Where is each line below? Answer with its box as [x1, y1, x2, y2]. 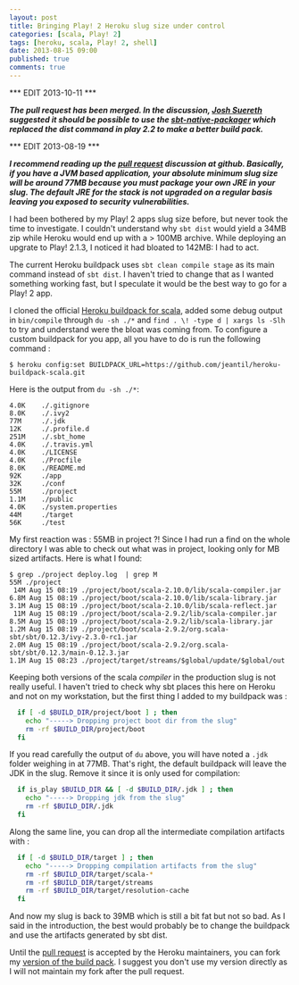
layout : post [9, 13, 58, 22]
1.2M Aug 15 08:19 [9, 624, 78, 634]
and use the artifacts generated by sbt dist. [9, 930, 168, 940]
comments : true [9, 63, 66, 72]
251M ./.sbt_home [9, 432, 87, 441]
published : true [9, 54, 70, 63]
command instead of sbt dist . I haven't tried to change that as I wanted [9, 269, 274, 280]
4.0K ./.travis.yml [9, 439, 94, 449]
